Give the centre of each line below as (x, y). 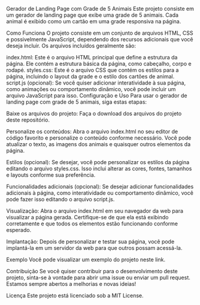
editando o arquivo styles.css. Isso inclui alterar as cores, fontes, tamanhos (99, 168)
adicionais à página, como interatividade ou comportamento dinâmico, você (100, 193)
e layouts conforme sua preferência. (51, 175)
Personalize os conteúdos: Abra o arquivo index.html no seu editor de (92, 132)
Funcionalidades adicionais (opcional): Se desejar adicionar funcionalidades (100, 186)
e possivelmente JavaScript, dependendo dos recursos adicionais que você (100, 39)
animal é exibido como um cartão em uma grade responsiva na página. (94, 21)
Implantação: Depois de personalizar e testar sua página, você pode (90, 241)
